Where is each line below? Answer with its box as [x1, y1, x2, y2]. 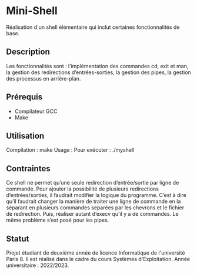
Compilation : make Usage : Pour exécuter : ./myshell [6, 146, 135, 153]
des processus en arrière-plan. [6, 75, 81, 82]
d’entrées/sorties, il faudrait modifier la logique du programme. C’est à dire [6, 192, 187, 199]
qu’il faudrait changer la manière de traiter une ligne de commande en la [6, 198, 181, 205]
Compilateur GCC [14, 108, 58, 115]
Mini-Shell [6, 4, 58, 18]
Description [6, 47, 50, 57]
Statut [6, 233, 29, 243]
